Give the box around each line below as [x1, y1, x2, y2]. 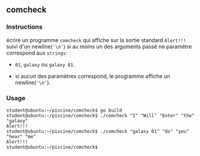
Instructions [6, 23, 43, 31]
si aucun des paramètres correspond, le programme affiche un [14, 72, 171, 80]
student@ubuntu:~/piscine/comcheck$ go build [6, 107, 122, 113]
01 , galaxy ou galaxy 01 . [14, 61, 75, 68]
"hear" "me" [6, 133, 36, 140]
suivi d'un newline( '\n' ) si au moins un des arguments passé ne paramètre [6, 43, 192, 50]
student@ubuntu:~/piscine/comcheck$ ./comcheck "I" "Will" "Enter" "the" [6, 112, 195, 119]
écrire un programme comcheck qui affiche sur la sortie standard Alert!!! [6, 36, 186, 44]
